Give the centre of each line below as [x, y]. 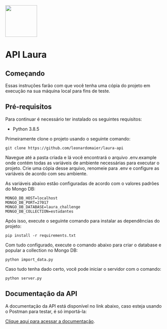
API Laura [26, 55]
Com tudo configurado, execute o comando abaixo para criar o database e [83, 245]
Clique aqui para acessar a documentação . [50, 321]
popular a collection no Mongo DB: [42, 250]
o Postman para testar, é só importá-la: [46, 311]
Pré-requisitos [29, 107]
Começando [25, 73]
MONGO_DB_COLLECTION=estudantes [39, 211]
